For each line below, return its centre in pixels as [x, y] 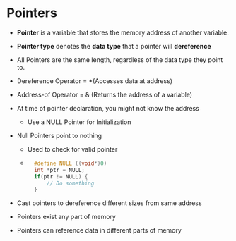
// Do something [70, 183]
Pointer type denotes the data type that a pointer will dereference [114, 46]
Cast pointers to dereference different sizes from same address [109, 203]
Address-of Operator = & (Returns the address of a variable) [104, 94]
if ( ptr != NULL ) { [61, 177]
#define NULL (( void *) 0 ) [70, 163]
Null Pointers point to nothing [59, 135]
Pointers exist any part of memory [66, 217]
